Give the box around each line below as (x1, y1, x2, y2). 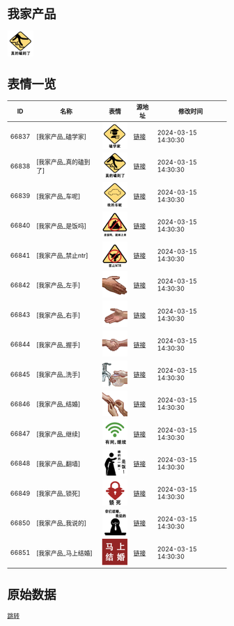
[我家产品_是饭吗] (36, 221, 87, 230)
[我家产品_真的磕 (36, 158, 85, 166)
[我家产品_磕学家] (36, 132, 87, 141)
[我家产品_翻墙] (36, 459, 81, 468)
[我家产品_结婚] (36, 400, 81, 409)
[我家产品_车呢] (36, 192, 81, 200)
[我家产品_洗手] (36, 370, 81, 379)
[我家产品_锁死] (36, 489, 81, 498)
